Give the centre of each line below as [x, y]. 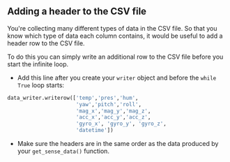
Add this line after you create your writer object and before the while [117, 78]
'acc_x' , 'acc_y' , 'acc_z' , [113, 117]
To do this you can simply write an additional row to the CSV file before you [115, 57]
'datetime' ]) [94, 131]
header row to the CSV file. [46, 43]
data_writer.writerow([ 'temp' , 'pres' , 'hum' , [73, 98]
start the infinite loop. [38, 64]
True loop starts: [41, 85]
